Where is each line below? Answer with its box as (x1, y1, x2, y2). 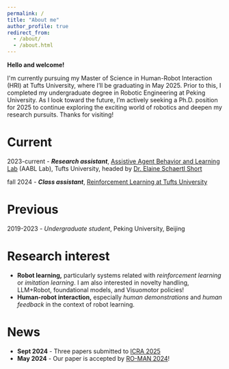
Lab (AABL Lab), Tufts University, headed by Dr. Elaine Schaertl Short (7, 164, 203, 172)
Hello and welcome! (7, 61, 65, 69)
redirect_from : (7, 29, 51, 36)
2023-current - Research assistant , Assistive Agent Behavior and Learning (7, 157, 220, 165)
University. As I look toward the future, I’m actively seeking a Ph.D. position (7, 96, 218, 104)
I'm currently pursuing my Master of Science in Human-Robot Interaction (7, 74, 213, 82)
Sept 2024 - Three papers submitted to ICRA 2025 (16, 347, 161, 355)
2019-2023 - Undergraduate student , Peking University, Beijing (7, 224, 186, 233)
